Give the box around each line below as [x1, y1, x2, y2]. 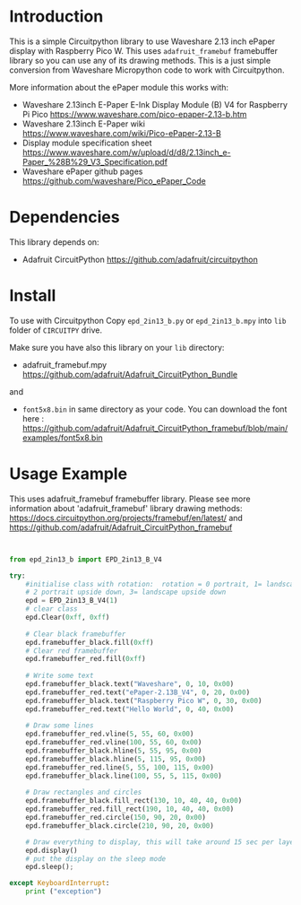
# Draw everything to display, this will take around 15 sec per [25, 837, 275, 847]
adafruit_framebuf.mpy [21, 359, 107, 370]
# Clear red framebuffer [25, 646, 118, 656]
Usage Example [9, 464, 128, 483]
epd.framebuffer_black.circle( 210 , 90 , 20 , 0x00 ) [25, 821, 215, 831]
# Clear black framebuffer [25, 630, 126, 639]
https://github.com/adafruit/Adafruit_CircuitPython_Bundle [21, 369, 238, 379]
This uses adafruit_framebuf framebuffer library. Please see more [9, 493, 251, 504]
